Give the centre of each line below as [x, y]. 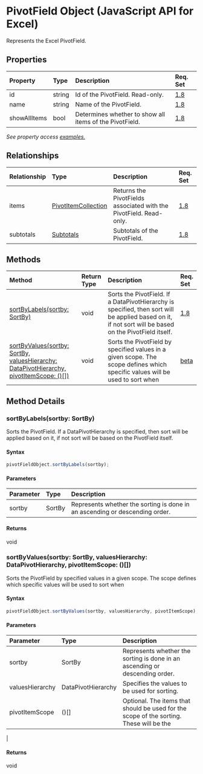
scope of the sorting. [152, 716]
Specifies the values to [155, 683]
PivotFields [129, 198]
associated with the [141, 206]
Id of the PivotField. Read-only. [120, 94]
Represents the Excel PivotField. [46, 41]
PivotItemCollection [79, 206]
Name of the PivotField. [108, 104]
